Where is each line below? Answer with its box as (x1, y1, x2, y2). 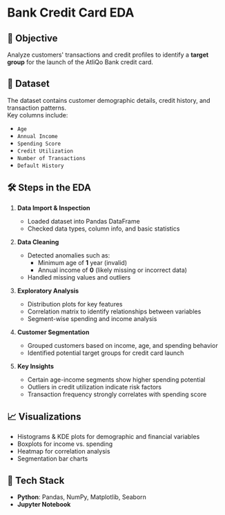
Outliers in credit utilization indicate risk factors (27, 382, 162, 391)
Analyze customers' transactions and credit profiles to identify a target (7, 50, 209, 59)
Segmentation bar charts (17, 454, 88, 463)
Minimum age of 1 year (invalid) (37, 258, 128, 266)
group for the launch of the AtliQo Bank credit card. (7, 58, 154, 66)
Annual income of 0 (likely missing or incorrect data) (37, 266, 188, 274)
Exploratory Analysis (17, 286, 79, 295)
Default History (17, 162, 64, 169)
